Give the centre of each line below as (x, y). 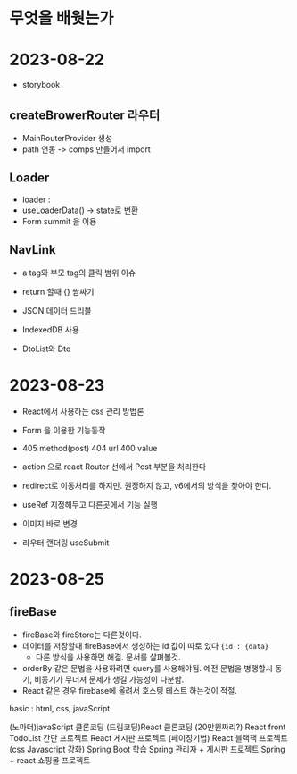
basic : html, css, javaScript (60, 708)
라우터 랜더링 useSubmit (66, 543)
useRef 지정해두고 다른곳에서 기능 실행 (90, 504)
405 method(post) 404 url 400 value (90, 448)
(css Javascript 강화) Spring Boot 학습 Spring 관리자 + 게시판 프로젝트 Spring (147, 749)
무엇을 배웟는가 (62, 18)
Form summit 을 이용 (59, 221)
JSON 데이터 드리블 (57, 310)
